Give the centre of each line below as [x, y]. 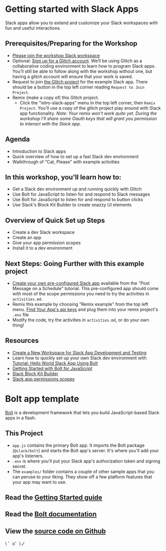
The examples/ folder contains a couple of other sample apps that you [83, 471]
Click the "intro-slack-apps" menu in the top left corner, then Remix [87, 103]
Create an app [27, 238]
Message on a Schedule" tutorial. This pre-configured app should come [85, 288]
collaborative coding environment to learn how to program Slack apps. [84, 66]
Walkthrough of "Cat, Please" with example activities [66, 162]
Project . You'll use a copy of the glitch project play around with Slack [90, 108]
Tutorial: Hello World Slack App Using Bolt [55, 363]
